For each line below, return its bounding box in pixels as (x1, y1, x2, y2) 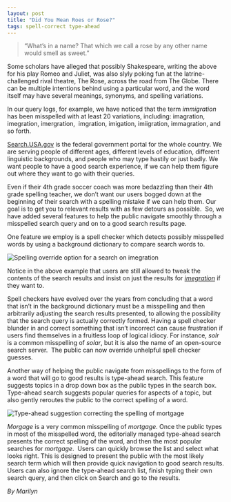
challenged (7, 77, 39, 85)
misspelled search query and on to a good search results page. (7, 220, 187, 228)
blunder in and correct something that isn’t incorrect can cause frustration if (7, 324, 223, 333)
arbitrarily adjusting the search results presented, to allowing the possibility (7, 309, 221, 317)
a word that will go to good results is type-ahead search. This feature (7, 374, 203, 382)
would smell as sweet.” (23, 49, 90, 57)
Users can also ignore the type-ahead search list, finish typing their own (7, 466, 212, 475)
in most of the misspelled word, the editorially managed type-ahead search (7, 430, 221, 438)
